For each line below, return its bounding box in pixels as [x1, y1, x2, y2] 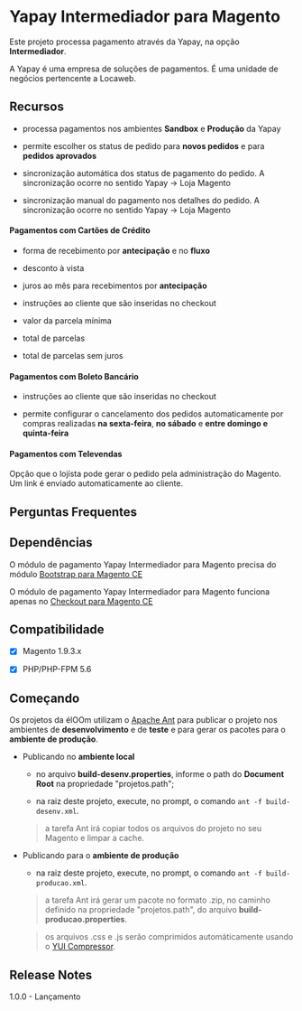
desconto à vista [22, 262, 85, 273]
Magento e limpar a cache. [44, 833, 145, 844]
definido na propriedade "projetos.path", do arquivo [44, 904, 237, 915]
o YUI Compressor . [44, 941, 115, 952]
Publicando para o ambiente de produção [22, 850, 179, 861]
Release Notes [9, 967, 93, 982]
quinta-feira [22, 427, 69, 439]
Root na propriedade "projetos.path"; [35, 779, 175, 790]
